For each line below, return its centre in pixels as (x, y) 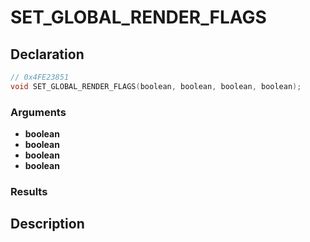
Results (29, 191)
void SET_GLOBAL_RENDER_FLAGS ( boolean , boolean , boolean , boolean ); (156, 86)
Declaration (47, 54)
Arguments (38, 112)
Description (47, 224)
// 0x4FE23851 (40, 77)
